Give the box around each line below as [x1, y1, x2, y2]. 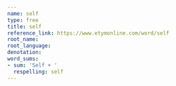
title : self [7, 23, 42, 30]
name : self [7, 10, 39, 17]
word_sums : [7, 55, 39, 62]
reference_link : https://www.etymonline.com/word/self [7, 29, 170, 37]
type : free [7, 17, 39, 24]
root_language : [7, 42, 51, 49]
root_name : [7, 36, 39, 43]
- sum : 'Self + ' [7, 62, 58, 69]
